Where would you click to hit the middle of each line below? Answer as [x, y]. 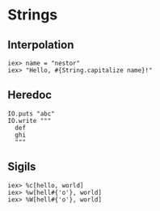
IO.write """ [29, 120]
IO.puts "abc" [32, 114]
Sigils [22, 167]
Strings [33, 15]
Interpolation [41, 45]
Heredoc [30, 95]
